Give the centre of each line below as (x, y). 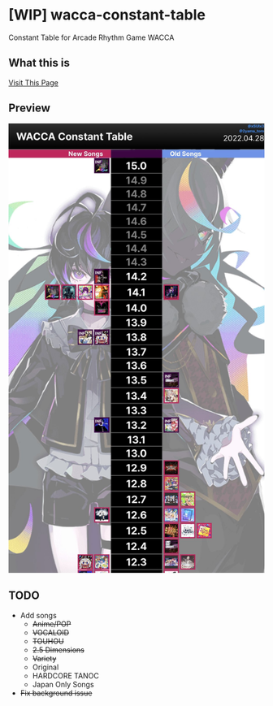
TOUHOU (48, 641)
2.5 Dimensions (58, 650)
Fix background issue (56, 693)
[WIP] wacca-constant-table (107, 15)
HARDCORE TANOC (66, 675)
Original (45, 667)
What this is (39, 63)
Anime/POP (52, 624)
